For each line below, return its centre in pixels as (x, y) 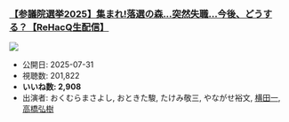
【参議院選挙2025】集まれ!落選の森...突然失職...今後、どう (136, 13)
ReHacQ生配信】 (73, 27)
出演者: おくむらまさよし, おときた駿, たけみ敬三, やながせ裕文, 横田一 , (151, 98)
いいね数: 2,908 (52, 87)
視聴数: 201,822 (51, 76)
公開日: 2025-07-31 (58, 65)
